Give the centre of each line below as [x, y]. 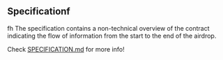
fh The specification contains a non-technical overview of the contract [109, 28]
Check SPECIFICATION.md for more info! [66, 49]
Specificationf [39, 12]
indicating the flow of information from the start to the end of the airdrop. [112, 36]
